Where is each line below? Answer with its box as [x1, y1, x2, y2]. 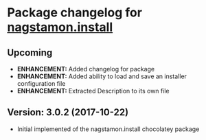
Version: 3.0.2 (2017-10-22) [7, 106, 129, 118]
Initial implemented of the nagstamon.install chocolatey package [16, 125, 200, 133]
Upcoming [7, 47, 53, 58]
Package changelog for [7, 5, 143, 21]
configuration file [16, 80, 66, 87]
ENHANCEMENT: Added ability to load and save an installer [16, 72, 187, 80]
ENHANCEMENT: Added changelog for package [16, 65, 155, 73]
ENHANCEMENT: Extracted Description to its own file [16, 87, 170, 95]
